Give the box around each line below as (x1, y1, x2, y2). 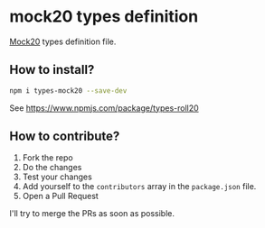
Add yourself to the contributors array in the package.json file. (22, 181, 257, 192)
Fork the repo (22, 152, 74, 163)
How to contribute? (9, 129, 120, 144)
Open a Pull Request (22, 191, 99, 202)
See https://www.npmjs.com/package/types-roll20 (9, 102, 199, 114)
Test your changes (22, 171, 92, 182)
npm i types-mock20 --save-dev (9, 86, 128, 96)
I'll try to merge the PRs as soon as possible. (9, 208, 175, 219)
